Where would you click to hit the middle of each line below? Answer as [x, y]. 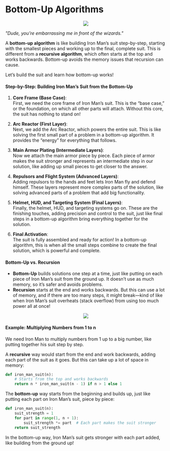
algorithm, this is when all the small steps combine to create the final [85, 245]
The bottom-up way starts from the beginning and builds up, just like [78, 394]
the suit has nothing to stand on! [46, 114]
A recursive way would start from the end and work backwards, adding [80, 354]
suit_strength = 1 [34, 413]
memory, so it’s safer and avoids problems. [58, 284]
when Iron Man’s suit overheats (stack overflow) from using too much [86, 301]
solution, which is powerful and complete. [57, 251]
